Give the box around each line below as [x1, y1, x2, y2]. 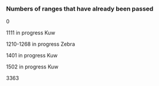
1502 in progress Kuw [6, 63, 59, 70]
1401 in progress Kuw [6, 52, 57, 59]
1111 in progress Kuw [6, 29, 56, 36]
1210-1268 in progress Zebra [6, 40, 75, 48]
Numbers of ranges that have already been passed [6, 5, 154, 13]
